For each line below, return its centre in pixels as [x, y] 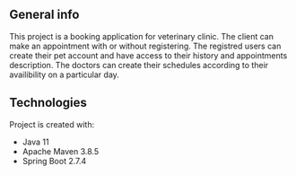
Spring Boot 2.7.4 [54, 161]
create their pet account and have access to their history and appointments [148, 55]
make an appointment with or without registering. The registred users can [145, 46]
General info [44, 15]
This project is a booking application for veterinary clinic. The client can [141, 36]
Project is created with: [52, 124]
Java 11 [35, 142]
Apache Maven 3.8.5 [61, 151]
